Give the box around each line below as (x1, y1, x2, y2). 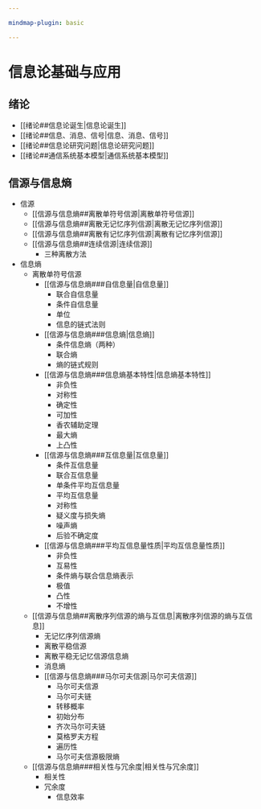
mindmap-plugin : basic (8, 18, 84, 27)
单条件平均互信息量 (55, 480, 120, 491)
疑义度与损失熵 (55, 511, 106, 520)
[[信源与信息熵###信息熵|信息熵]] (43, 330, 155, 339)
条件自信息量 (55, 299, 99, 310)
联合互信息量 (55, 470, 99, 480)
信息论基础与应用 (8, 63, 122, 81)
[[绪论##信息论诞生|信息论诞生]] (19, 120, 127, 129)
